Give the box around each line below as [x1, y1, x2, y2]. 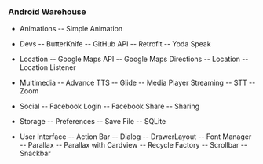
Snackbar [19, 148, 51, 159]
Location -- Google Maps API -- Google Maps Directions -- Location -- [19, 54, 249, 64]
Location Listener [19, 63, 76, 72]
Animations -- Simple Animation [19, 24, 123, 34]
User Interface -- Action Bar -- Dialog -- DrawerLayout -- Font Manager [19, 132, 252, 141]
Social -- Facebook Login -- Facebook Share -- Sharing [19, 101, 200, 111]
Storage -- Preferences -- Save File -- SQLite [19, 117, 166, 126]
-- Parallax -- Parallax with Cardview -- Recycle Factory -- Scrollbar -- [19, 140, 247, 150]
